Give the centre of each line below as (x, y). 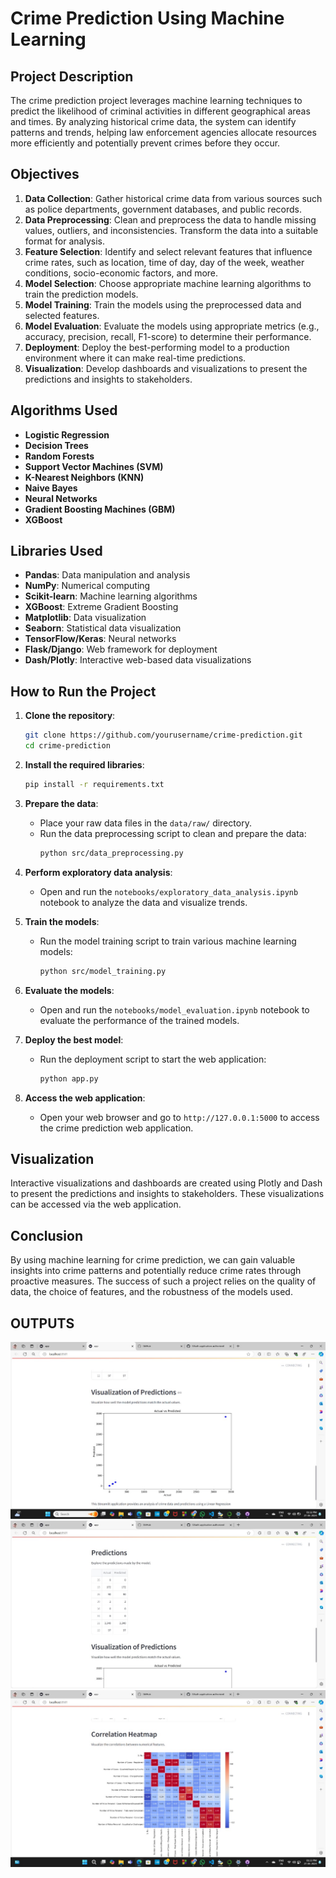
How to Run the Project (83, 691)
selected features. (62, 315)
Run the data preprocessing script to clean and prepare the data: (173, 833)
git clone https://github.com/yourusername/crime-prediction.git (163, 735)
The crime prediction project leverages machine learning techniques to (156, 100)
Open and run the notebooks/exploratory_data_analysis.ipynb (169, 891)
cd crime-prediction (67, 746)
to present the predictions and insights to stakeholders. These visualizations (167, 1194)
